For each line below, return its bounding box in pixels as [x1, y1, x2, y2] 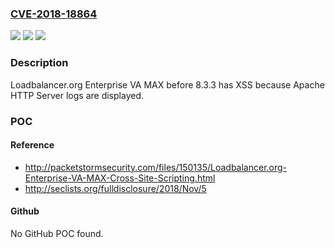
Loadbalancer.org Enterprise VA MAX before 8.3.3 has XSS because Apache [10, 78, 325, 91]
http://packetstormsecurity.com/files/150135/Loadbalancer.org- [24, 161, 288, 173]
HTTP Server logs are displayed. [10, 89, 144, 101]
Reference [10, 139, 55, 151]
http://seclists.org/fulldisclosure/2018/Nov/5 [24, 182, 207, 194]
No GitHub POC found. [10, 227, 104, 239]
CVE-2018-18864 [10, 7, 98, 21]
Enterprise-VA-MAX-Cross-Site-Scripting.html [24, 172, 216, 184]
